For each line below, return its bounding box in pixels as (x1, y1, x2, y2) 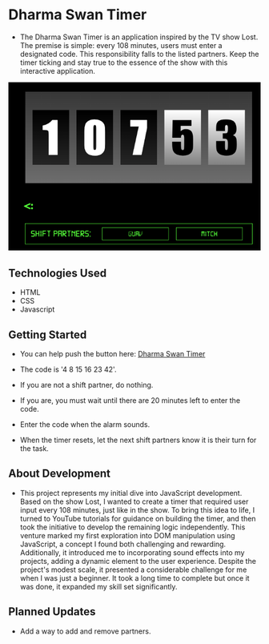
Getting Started (8, 328, 87, 341)
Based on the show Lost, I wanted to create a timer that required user (19, 497, 249, 506)
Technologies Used (8, 266, 106, 280)
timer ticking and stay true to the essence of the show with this (19, 58, 228, 67)
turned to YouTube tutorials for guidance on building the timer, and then (19, 513, 256, 523)
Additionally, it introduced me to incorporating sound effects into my (19, 547, 245, 557)
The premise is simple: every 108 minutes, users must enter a (19, 40, 223, 50)
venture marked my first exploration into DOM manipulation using (19, 530, 235, 540)
